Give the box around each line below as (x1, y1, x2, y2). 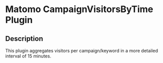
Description (5, 34, 43, 43)
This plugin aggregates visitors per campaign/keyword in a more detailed (5, 48, 158, 53)
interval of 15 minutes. (5, 53, 52, 59)
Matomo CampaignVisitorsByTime (5, 4, 153, 15)
